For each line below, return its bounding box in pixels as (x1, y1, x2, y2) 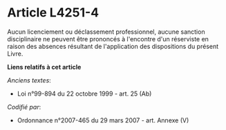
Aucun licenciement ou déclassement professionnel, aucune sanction (7, 28, 205, 36)
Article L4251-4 (7, 5, 99, 21)
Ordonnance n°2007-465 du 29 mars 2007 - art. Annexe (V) (17, 116, 189, 124)
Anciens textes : (7, 76, 52, 84)
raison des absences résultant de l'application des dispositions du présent (7, 42, 219, 50)
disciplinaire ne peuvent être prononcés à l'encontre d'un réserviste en (7, 34, 209, 43)
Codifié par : (7, 102, 41, 111)
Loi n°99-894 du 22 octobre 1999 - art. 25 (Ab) (17, 89, 152, 98)
